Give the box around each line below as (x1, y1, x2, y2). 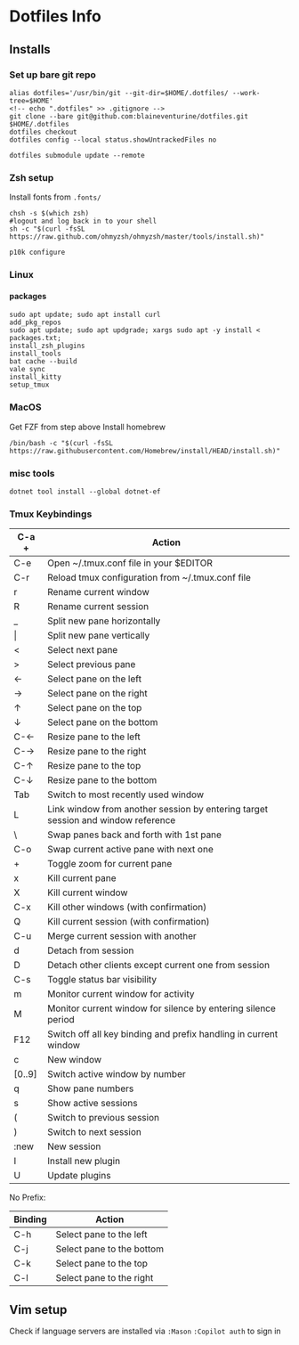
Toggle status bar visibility (47, 974, 158, 986)
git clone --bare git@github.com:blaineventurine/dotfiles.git (9, 111, 249, 121)
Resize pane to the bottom (47, 774, 158, 787)
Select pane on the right (47, 688, 149, 700)
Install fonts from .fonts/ (9, 192, 101, 202)
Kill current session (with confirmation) (47, 916, 211, 928)
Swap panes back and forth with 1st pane (47, 828, 222, 841)
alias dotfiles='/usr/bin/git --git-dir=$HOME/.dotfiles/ (9, 88, 229, 97)
